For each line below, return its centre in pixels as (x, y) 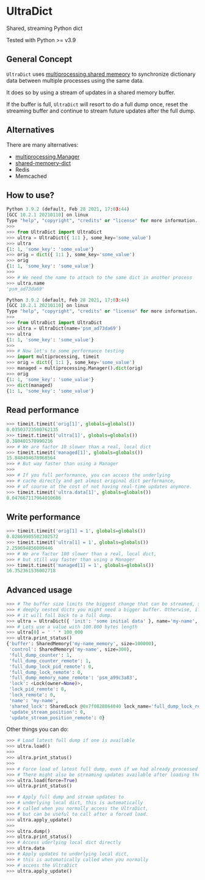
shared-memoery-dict (43, 163)
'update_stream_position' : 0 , (47, 712)
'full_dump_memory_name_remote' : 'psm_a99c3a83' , (73, 678)
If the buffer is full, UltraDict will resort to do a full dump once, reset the (97, 104)
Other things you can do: (38, 730)
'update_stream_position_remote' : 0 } (57, 718)
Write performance (43, 517)
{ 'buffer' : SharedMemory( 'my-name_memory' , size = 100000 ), (81, 644)
